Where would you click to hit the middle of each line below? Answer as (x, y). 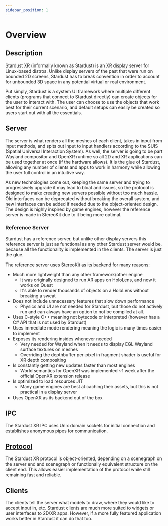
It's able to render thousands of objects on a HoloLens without (85, 290)
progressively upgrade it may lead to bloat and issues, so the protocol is (80, 188)
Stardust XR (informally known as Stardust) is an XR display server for (77, 65)
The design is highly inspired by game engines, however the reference (78, 209)
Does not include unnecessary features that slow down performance (83, 301)
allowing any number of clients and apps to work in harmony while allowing (83, 167)
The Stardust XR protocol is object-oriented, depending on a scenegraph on (84, 458)
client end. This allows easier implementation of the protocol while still (78, 470)
